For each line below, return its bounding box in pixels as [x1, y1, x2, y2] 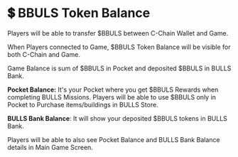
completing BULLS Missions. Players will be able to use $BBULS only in [7, 92, 217, 101]
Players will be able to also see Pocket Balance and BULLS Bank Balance [7, 135, 220, 144]
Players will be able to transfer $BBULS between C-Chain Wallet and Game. [7, 28, 229, 37]
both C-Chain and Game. [7, 50, 80, 58]
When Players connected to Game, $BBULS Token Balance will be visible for [7, 43, 231, 51]
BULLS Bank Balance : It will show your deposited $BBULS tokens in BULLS [7, 114, 227, 122]
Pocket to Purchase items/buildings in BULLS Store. [7, 100, 158, 109]
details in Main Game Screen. [7, 143, 94, 151]
